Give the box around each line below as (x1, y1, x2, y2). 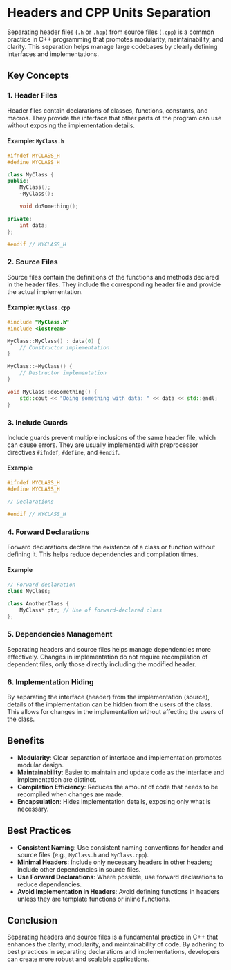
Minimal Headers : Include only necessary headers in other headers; (17, 858, 212, 866)
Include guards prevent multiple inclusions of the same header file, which (7, 433, 216, 441)
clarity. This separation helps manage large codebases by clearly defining (7, 42, 218, 51)
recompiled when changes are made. (17, 790, 124, 798)
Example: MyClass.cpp (7, 303, 71, 312)
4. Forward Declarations (7, 527, 90, 537)
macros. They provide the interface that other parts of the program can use (7, 113, 222, 122)
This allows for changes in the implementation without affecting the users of (7, 708, 224, 716)
